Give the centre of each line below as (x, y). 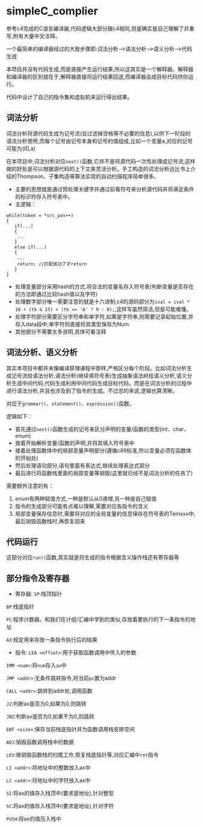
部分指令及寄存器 (38, 578)
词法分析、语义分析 (42, 352)
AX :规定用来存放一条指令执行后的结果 (52, 640)
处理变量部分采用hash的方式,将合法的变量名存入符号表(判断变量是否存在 (104, 286)
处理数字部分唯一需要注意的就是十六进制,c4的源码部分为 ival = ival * (102, 301)
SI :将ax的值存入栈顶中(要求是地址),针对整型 (60, 793)
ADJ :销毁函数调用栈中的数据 (40, 742)
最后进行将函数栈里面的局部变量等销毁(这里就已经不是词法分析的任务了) (104, 473)
